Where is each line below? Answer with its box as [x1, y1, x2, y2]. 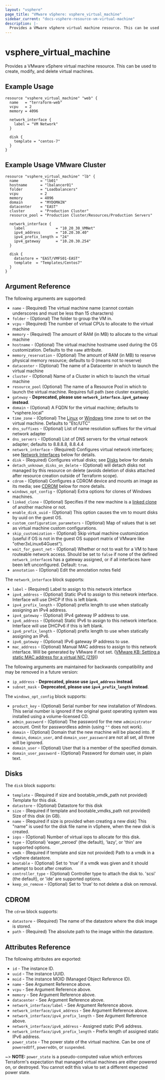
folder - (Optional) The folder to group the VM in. [12, 315, 112, 321]
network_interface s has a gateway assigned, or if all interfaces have [12, 556, 151, 562]
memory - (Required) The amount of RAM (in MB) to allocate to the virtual [12, 331, 158, 337]
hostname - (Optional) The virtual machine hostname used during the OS [12, 341, 158, 348]
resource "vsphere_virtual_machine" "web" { [5, 96, 98, 101]
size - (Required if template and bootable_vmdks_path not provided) [12, 808, 151, 814]
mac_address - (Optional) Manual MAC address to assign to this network [12, 644, 157, 649]
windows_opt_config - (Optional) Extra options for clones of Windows [12, 488, 151, 494]
